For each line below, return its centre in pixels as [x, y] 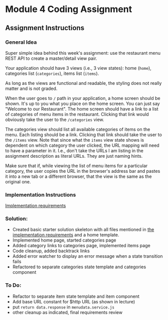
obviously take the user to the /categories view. [55, 120]
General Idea [21, 42]
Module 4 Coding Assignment [69, 9]
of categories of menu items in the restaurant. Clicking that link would [77, 114]
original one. [18, 181]
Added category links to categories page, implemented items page [81, 246]
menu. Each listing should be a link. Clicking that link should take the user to [83, 135]
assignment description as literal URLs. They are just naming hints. [74, 156]
